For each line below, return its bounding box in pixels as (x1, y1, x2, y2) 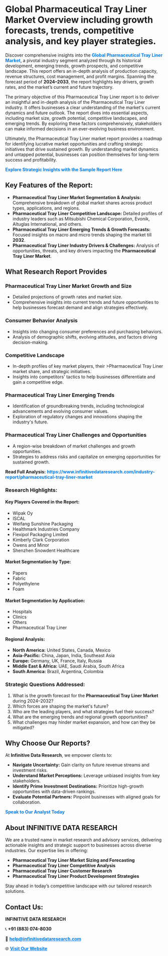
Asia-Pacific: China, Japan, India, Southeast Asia (12, 653, 115, 659)
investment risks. (12, 767, 48, 773)
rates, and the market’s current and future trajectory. (5, 84, 114, 90)
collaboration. (12, 799, 41, 806)
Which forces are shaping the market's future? (12, 703, 109, 709)
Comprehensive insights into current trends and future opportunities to (12, 299, 159, 305)
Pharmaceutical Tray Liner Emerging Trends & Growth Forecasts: (12, 226, 151, 232)
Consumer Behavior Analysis (5, 317, 78, 324)
